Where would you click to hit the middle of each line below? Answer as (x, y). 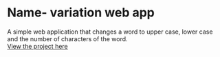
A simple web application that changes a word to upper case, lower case (110, 32)
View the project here (38, 46)
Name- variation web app (81, 13)
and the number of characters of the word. (68, 38)
